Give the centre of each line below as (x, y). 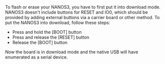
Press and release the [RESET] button (51, 37)
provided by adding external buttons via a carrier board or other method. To (82, 17)
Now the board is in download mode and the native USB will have (72, 52)
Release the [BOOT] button (40, 43)
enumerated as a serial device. (36, 57)
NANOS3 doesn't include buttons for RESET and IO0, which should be (77, 12)
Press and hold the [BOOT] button (47, 32)
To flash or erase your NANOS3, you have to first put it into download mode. (83, 7)
